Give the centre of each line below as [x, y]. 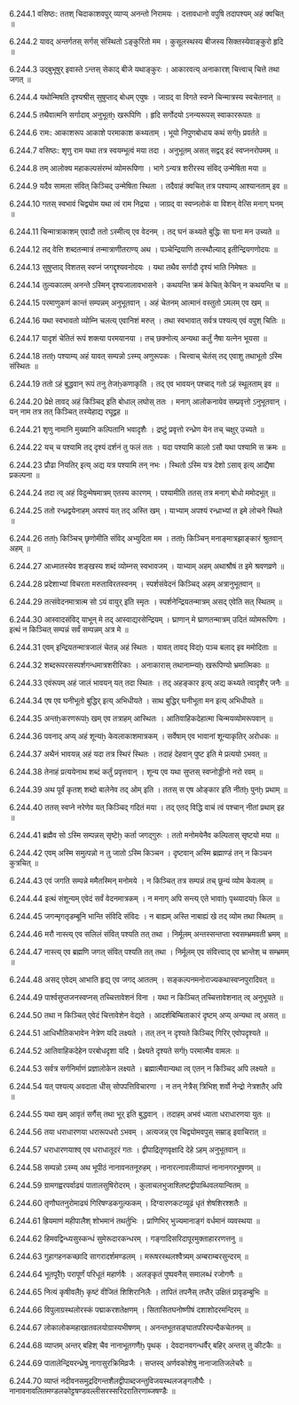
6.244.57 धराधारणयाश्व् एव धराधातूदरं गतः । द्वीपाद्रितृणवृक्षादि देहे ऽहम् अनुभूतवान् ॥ [127, 1150]
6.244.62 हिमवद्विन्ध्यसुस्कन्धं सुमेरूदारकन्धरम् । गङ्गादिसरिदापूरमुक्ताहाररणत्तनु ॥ [126, 1239]
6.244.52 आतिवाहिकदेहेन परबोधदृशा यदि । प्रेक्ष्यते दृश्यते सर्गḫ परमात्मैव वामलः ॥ [124, 1051]
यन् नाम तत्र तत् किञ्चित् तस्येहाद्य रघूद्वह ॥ [69, 412]
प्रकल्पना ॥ [24, 475]
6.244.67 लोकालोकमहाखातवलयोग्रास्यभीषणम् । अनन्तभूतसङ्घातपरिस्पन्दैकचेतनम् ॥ [130, 1328]
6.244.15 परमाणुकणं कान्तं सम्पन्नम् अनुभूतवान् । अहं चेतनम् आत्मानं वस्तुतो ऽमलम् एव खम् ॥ [139, 303]
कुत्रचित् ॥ [24, 863]
